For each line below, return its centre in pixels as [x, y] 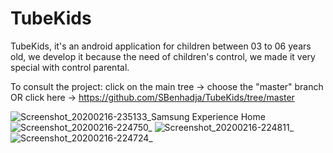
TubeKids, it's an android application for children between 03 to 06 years [161, 46]
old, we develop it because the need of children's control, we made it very [163, 56]
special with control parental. [70, 67]
